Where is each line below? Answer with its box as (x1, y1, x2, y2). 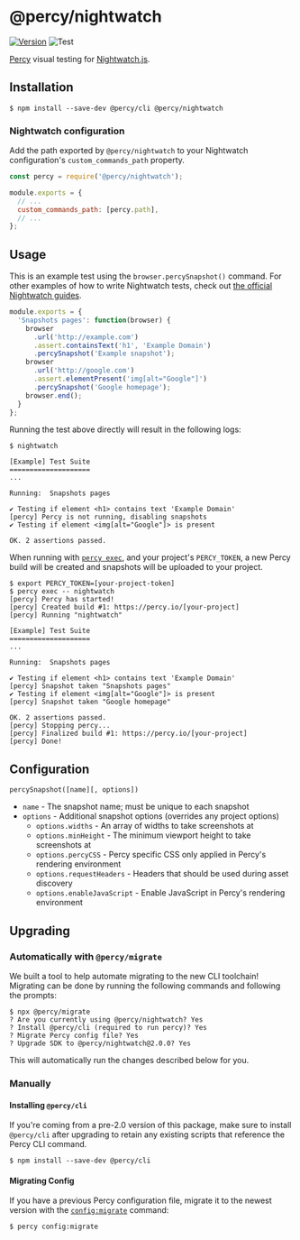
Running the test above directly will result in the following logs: (9, 424, 241, 435)
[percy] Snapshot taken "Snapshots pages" (9, 682, 171, 691)
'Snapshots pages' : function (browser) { (17, 316, 171, 325)
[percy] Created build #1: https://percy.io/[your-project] (9, 602, 241, 612)
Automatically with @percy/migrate (9, 950, 162, 962)
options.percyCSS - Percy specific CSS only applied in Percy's (35, 850, 267, 860)
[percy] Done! (9, 737, 63, 746)
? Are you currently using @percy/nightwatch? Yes (9, 1015, 204, 1024)
